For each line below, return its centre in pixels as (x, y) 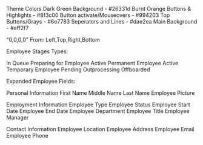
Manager (18, 118)
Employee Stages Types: (37, 51)
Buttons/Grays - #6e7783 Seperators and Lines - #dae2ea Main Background (102, 21)
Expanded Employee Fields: (41, 81)
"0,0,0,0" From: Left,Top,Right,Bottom (53, 40)
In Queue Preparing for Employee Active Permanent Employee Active (92, 63)
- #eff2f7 (18, 28)
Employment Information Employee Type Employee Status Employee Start (98, 105)
